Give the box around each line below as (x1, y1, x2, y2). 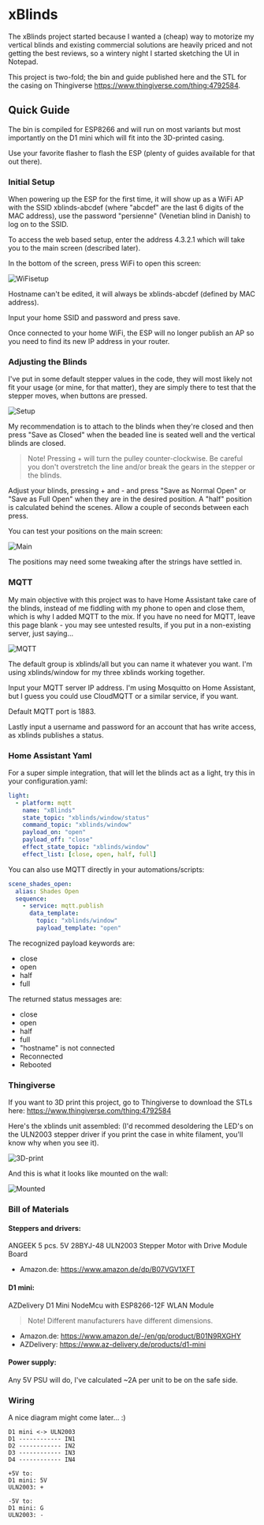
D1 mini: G (8, 1504, 44, 1512)
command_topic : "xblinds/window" (22, 821, 132, 829)
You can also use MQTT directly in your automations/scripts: (8, 864, 205, 874)
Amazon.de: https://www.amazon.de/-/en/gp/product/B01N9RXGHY (19, 1331, 242, 1341)
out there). (8, 157, 43, 166)
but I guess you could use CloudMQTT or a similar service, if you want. (8, 691, 239, 700)
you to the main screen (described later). (8, 243, 141, 253)
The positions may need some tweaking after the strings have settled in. (8, 557, 243, 567)
